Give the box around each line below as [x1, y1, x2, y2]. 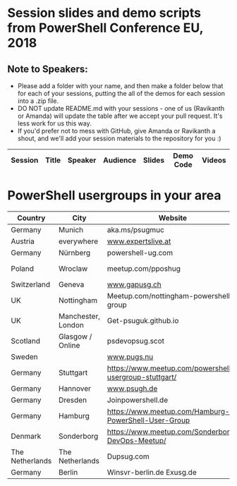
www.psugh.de [107, 383, 158, 393]
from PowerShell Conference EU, [7, 20, 203, 36]
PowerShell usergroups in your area [7, 188, 221, 204]
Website [158, 213, 188, 223]
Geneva [59, 279, 85, 289]
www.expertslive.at [107, 236, 171, 246]
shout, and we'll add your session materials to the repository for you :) [17, 134, 221, 142]
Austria [11, 236, 35, 246]
